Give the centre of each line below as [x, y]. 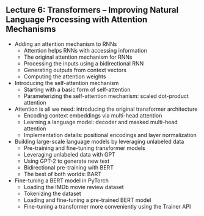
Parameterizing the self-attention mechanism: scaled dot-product [106, 96]
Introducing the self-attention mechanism [67, 83]
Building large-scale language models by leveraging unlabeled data [99, 141]
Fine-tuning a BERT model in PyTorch [62, 181]
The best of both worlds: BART [63, 174]
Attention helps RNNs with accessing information [85, 50]
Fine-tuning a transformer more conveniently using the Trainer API [107, 206]
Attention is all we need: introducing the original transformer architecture [106, 109]
